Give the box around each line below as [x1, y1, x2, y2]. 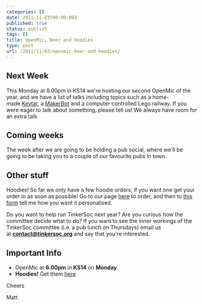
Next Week [6, 71, 49, 81]
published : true [6, 20, 47, 26]
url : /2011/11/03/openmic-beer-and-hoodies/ [6, 48, 121, 55]
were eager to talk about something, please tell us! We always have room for [6, 106, 198, 113]
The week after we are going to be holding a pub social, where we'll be [6, 146, 184, 153]
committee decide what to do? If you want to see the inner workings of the [6, 218, 193, 225]
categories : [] [6, 8, 45, 15]
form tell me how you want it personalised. [6, 199, 113, 207]
